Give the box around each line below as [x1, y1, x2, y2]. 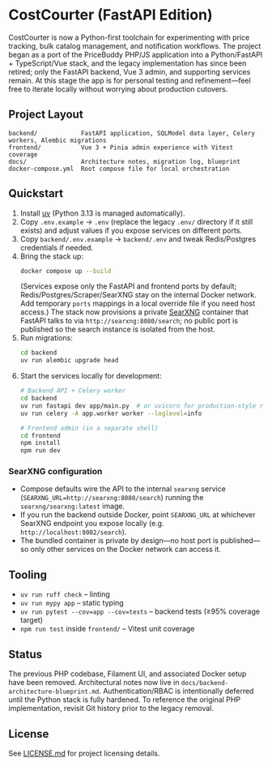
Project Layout [8, 108, 83, 122]
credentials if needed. [19, 242, 93, 252]
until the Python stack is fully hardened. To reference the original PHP [8, 695, 241, 704]
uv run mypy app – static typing [19, 598, 124, 608]
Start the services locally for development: [19, 371, 162, 381]
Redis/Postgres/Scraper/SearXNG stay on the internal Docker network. [19, 290, 257, 300]
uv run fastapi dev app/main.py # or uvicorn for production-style [19, 401, 257, 410]
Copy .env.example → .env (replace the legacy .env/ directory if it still [19, 216, 253, 226]
